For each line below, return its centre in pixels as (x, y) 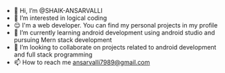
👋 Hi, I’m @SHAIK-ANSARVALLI (58, 11)
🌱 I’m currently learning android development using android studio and (114, 32)
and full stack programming (53, 54)
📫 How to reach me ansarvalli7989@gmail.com (82, 62)
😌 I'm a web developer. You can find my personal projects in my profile (116, 25)
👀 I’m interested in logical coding (60, 18)
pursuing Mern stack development (63, 40)
